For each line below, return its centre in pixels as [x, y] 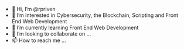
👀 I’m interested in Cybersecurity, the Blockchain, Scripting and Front [95, 15]
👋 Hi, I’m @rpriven [33, 9]
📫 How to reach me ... [39, 40]
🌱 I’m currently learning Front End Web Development [75, 27]
